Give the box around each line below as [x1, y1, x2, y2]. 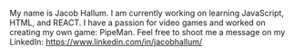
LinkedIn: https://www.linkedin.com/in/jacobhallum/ [9, 36, 203, 47]
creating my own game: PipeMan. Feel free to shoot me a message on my [9, 27, 286, 37]
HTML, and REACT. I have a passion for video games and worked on [9, 17, 266, 28]
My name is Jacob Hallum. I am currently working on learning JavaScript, [9, 8, 285, 18]
